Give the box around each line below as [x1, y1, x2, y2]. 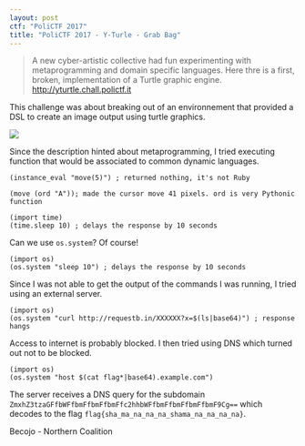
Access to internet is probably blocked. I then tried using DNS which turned [9, 338, 293, 349]
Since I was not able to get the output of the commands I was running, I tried [9, 279, 297, 289]
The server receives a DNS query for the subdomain [9, 389, 206, 400]
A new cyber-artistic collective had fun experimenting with [31, 56, 252, 66]
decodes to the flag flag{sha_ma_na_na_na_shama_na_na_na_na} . [9, 409, 247, 420]
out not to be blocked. [9, 348, 93, 359]
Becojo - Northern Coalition [9, 426, 114, 437]
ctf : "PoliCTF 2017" [9, 22, 88, 31]
